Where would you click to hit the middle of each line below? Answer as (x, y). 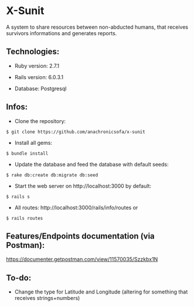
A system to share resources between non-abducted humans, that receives (97, 27)
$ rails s (18, 197)
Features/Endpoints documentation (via (81, 236)
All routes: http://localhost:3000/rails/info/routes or (76, 207)
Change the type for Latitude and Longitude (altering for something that (101, 292)
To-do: (19, 277)
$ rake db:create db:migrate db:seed (52, 175)
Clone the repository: (40, 121)
